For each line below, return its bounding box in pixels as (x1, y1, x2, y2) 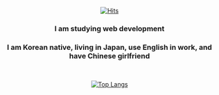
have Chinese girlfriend (69, 51, 150, 60)
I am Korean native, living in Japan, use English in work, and (6, 42, 213, 52)
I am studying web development (54, 24, 165, 33)
